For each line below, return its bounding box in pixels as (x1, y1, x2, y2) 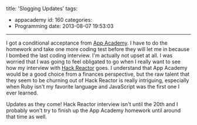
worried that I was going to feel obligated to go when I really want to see (6, 58, 181, 65)
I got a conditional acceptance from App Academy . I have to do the (6, 39, 168, 46)
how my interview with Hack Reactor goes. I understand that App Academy (6, 65, 188, 71)
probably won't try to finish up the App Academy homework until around (6, 107, 181, 114)
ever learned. (6, 89, 38, 96)
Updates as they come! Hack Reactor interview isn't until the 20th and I (6, 101, 178, 107)
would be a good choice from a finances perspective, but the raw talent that (6, 70, 190, 77)
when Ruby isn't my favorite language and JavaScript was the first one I (6, 83, 180, 90)
